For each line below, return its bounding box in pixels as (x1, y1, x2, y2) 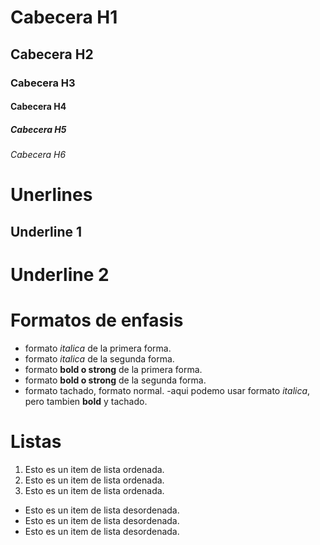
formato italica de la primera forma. (24, 342, 172, 354)
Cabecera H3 (10, 76, 76, 90)
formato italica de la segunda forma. (24, 352, 175, 365)
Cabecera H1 (10, 6, 118, 29)
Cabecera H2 (10, 46, 94, 63)
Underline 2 (10, 263, 110, 286)
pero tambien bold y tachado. (24, 395, 148, 407)
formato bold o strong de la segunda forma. (24, 374, 207, 386)
